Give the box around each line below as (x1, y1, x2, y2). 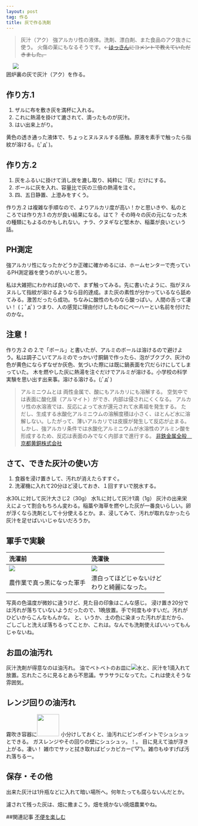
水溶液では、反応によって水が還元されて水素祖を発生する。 (36, 403, 180, 410)
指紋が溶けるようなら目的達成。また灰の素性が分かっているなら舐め (26, 289, 191, 296)
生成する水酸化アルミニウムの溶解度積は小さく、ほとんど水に (36, 410, 186, 417)
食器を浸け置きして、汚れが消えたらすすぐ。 (14, 475, 123, 482)
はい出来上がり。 (14, 121, 56, 128)
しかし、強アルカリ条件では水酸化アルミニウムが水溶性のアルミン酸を (20, 424, 190, 432)
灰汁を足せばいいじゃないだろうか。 (6, 517, 93, 524)
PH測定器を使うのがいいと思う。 (11, 269, 90, 276)
